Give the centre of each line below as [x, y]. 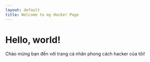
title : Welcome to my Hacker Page [42, 15]
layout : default [23, 10]
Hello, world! [33, 40]
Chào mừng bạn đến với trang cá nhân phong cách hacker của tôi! [75, 54]
